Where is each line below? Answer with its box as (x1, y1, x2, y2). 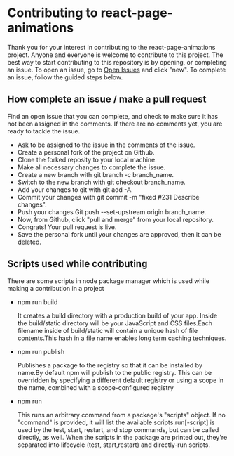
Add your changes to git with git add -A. (17, 185, 133, 194)
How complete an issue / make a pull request (7, 93, 207, 105)
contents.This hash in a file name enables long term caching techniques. (17, 334, 227, 342)
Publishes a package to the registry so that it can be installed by (17, 360, 203, 370)
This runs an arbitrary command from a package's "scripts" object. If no (17, 410, 226, 419)
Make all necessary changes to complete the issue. (17, 163, 166, 171)
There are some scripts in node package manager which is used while (7, 276, 210, 285)
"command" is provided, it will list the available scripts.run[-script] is (17, 418, 215, 426)
